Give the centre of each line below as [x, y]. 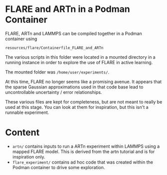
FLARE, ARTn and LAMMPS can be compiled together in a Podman [74, 33]
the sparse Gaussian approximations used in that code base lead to [74, 87]
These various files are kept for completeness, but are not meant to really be [84, 102]
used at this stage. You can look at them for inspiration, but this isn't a [77, 107]
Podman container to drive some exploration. [59, 167]
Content [22, 132]
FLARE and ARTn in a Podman [68, 9]
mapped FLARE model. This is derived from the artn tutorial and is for [83, 151]
